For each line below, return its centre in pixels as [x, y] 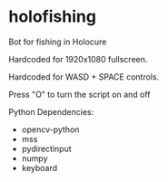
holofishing [53, 17]
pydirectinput [46, 148]
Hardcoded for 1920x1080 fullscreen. [78, 59]
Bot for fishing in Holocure [58, 42]
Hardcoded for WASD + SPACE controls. [84, 77]
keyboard [40, 168]
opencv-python [50, 129]
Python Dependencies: [51, 111]
